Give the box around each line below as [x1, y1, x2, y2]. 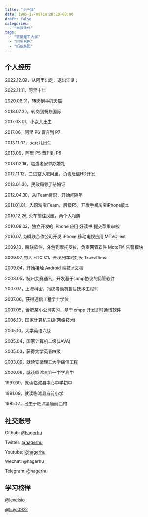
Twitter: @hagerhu [5, 439, 43, 445]
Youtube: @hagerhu [5, 449, 46, 455]
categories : [5, 21, 29, 26]
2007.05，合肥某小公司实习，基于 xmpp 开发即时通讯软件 [5, 307, 121, 313]
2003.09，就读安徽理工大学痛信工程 [5, 359, 78, 365]
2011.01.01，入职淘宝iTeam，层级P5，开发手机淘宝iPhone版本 [5, 202, 130, 208]
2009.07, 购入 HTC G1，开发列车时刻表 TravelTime [5, 255, 107, 260]
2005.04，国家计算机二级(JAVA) [5, 338, 71, 344]
